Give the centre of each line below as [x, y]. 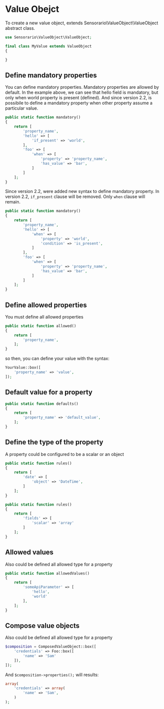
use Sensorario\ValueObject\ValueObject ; [49, 37]
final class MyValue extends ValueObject [49, 46]
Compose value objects [42, 625]
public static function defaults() [42, 404]
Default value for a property [49, 392]
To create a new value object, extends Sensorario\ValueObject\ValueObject [82, 23]
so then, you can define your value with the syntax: [57, 359]
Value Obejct [32, 9]
